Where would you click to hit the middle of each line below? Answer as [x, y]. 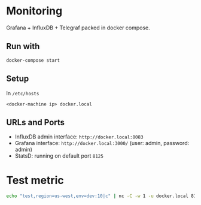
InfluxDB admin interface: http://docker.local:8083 [79, 137]
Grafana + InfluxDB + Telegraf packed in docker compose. [78, 28]
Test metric [35, 180]
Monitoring [34, 11]
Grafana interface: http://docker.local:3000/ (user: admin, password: [102, 143]
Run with [23, 46]
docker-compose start [33, 60]
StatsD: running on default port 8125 [59, 156]
